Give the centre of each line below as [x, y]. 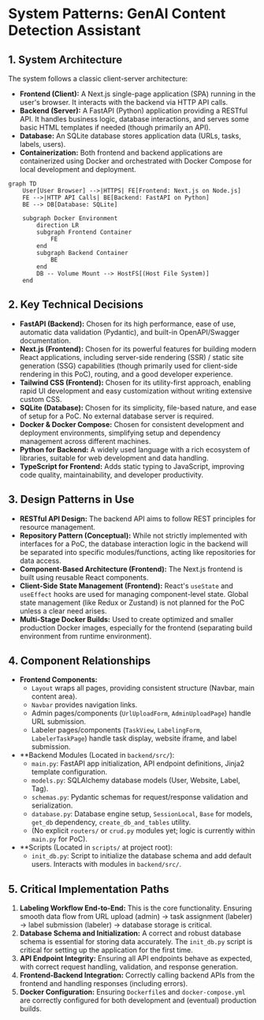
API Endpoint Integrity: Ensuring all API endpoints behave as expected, [136, 958]
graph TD [22, 184]
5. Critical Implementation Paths [89, 889]
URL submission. [59, 722]
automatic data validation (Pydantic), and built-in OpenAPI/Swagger [130, 332]
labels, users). [43, 144]
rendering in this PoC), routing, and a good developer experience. [126, 374]
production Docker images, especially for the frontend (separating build [136, 628]
